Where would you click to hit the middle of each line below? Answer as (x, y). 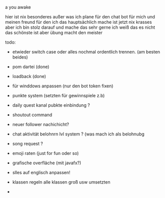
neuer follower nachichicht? (41, 124)
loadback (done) (29, 76)
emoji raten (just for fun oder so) (46, 153)
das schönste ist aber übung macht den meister (54, 33)
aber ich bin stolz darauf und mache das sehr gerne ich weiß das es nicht (80, 27)
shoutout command (32, 115)
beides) (20, 57)
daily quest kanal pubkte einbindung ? (51, 105)
